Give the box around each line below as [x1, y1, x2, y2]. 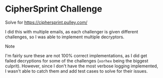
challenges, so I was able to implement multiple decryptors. [5, 34, 125, 40]
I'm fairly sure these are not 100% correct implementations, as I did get [5, 52, 147, 59]
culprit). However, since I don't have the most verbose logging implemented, [5, 63, 158, 69]
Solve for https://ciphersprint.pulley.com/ [5, 19, 88, 25]
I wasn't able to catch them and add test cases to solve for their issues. [5, 68, 148, 74]
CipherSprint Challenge [5, 3, 102, 15]
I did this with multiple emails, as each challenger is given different [5, 29, 139, 34]
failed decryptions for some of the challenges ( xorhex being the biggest [5, 58, 148, 63]
